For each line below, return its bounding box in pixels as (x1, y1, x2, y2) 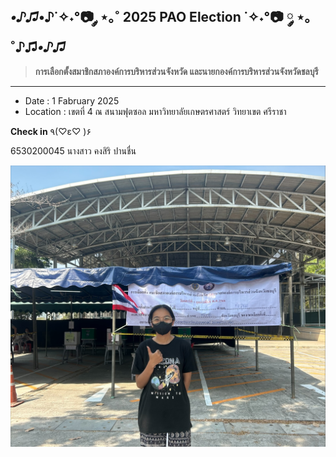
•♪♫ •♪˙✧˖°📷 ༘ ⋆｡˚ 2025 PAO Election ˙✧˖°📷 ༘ (10, 9, 294, 26)
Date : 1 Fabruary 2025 (24, 94, 120, 107)
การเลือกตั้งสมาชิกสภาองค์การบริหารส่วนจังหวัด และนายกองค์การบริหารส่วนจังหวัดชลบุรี (34, 65, 319, 77)
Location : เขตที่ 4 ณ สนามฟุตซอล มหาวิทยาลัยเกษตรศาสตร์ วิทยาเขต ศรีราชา (24, 105, 287, 117)
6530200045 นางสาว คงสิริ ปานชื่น (10, 144, 137, 157)
